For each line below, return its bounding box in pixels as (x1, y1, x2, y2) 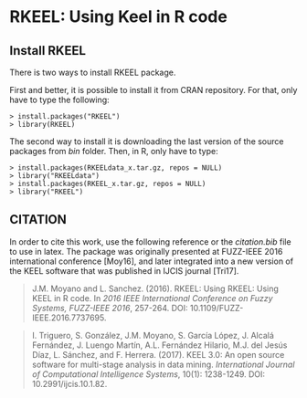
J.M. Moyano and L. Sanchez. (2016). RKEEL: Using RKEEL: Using (31, 283, 279, 294)
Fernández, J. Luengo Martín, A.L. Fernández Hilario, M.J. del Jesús (31, 340, 288, 351)
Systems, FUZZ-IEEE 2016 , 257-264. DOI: (31, 302, 189, 313)
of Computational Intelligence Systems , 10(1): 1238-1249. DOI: (31, 368, 266, 380)
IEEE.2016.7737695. (31, 312, 107, 323)
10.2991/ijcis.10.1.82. (31, 378, 108, 389)
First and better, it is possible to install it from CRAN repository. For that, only (9, 85, 298, 95)
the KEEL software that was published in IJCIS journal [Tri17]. (9, 265, 239, 276)
